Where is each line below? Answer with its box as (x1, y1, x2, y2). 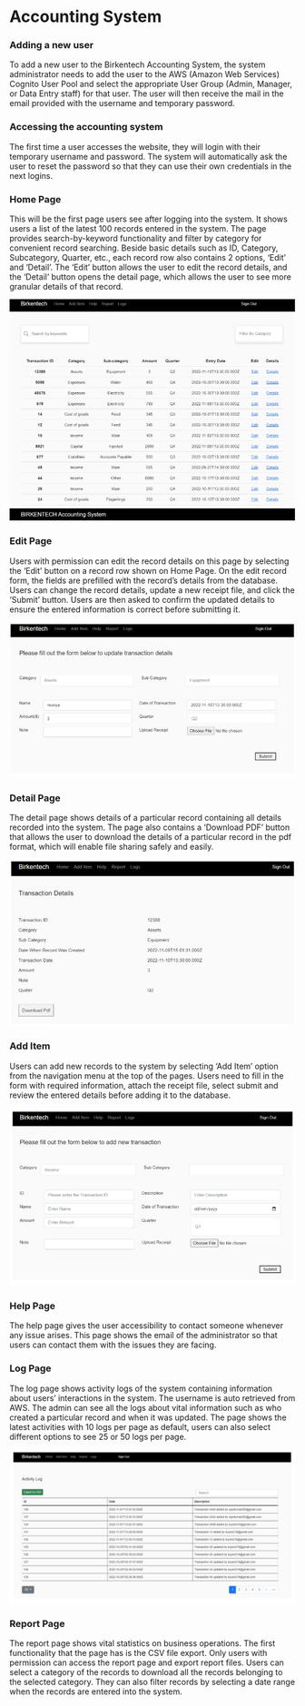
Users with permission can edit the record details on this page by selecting (9, 556, 290, 567)
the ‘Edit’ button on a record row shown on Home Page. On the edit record (9, 565, 288, 576)
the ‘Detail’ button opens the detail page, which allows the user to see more (9, 271, 292, 282)
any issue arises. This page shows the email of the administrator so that (9, 1330, 279, 1341)
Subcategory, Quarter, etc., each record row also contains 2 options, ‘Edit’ (9, 252, 286, 263)
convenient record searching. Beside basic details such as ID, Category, (9, 242, 279, 253)
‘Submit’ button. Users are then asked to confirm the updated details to (9, 594, 275, 605)
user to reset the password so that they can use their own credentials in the (9, 161, 292, 172)
